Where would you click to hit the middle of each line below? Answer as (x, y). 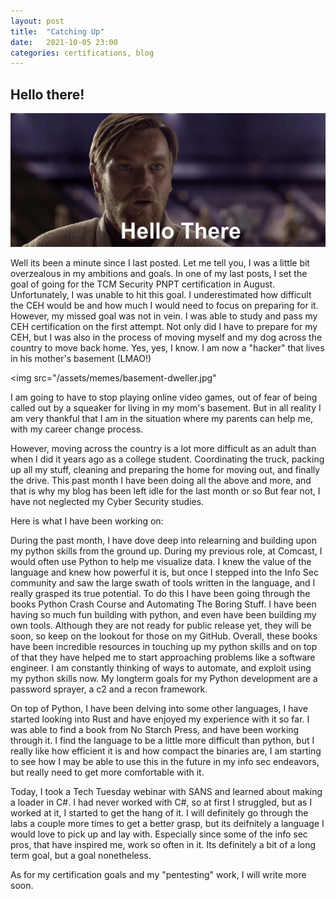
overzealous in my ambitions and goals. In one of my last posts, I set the (159, 274)
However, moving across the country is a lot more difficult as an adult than (163, 449)
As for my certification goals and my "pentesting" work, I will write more (158, 875)
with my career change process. (77, 429)
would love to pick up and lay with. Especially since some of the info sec (159, 834)
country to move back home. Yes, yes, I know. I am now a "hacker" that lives (167, 348)
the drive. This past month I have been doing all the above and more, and (161, 481)
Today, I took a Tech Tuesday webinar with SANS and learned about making (166, 792)
